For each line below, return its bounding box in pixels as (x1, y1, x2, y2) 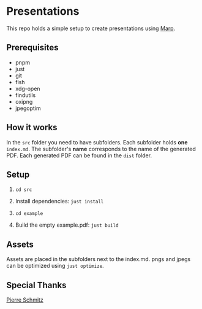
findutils (15, 91, 36, 99)
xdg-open (15, 85, 41, 92)
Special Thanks (6, 280, 67, 290)
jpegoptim (15, 104, 41, 112)
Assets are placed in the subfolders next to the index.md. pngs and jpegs (6, 256, 191, 263)
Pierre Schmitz (6, 296, 44, 303)
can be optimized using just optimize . (6, 262, 104, 270)
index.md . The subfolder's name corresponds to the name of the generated (6, 145, 196, 152)
